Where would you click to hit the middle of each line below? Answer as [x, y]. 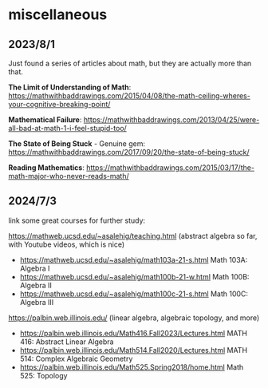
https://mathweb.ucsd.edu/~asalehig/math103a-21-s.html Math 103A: [134, 259]
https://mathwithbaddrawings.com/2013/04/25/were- [171, 120]
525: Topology [43, 375]
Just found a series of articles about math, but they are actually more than [130, 63]
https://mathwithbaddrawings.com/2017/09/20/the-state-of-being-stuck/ [129, 152]
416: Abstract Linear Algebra [67, 342]
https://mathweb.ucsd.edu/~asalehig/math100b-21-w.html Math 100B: [134, 276]
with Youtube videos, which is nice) [67, 244]
